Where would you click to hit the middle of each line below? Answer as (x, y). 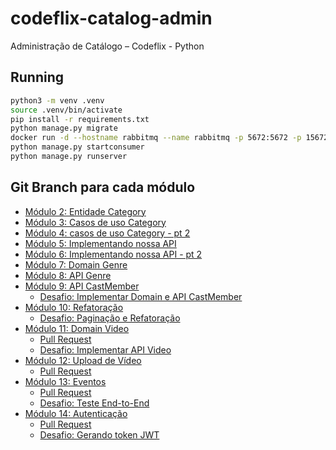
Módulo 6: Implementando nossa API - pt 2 (113, 254)
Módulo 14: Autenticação (76, 413)
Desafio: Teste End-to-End (94, 403)
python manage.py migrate (64, 128)
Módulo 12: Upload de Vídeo (83, 360)
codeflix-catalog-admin (111, 18)
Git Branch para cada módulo (103, 187)
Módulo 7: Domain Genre (76, 264)
